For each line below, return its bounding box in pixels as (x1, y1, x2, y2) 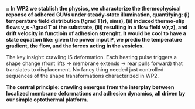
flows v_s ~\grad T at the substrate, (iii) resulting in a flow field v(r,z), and (6, 23, 188, 30)
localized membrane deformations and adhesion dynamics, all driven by (6, 90, 186, 97)
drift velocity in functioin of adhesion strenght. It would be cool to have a (6, 30, 186, 37)
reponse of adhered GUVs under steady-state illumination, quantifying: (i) (6, 11, 190, 18)
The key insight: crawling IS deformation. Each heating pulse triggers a (6, 54, 177, 60)
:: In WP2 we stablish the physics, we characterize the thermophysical (6, 5, 181, 12)
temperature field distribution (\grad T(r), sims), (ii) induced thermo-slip (6, 18, 185, 24)
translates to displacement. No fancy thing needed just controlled (6, 66, 164, 73)
